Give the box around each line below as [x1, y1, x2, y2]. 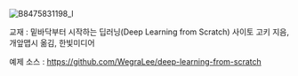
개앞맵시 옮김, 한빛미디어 [9, 38, 95, 48]
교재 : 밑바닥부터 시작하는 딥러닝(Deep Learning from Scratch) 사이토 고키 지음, [9, 27, 289, 37]
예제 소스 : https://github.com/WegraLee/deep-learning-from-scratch [9, 57, 262, 66]
